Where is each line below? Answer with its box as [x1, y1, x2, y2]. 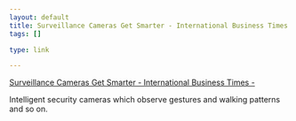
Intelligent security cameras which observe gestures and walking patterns [9, 95, 281, 105]
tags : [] [9, 29, 42, 38]
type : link [9, 45, 50, 54]
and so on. [9, 103, 49, 115]
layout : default [9, 12, 69, 22]
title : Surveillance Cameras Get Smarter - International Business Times [9, 21, 289, 30]
